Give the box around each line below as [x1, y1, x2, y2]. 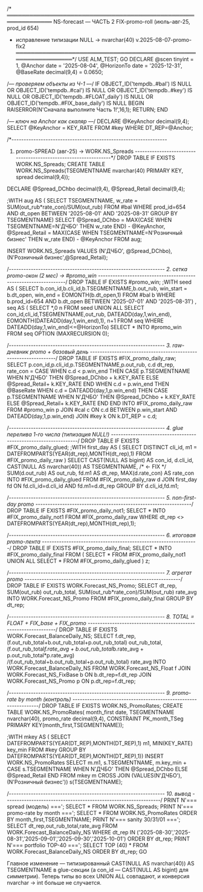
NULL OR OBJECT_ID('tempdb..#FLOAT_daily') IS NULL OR [7, 93, 153, 100]
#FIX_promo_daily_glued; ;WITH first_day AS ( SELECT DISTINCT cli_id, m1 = [7, 444, 198, 451]
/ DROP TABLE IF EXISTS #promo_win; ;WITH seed [65, 278, 192, 286]
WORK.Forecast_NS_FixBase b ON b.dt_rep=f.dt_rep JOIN [7, 671, 152, 678]
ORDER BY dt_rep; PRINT [127, 835, 190, 842]
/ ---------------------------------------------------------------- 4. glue [7, 424, 184, 431]
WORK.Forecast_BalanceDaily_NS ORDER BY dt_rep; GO [7, 848, 147, 855]
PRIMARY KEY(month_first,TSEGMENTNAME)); [7, 722, 124, 728]
